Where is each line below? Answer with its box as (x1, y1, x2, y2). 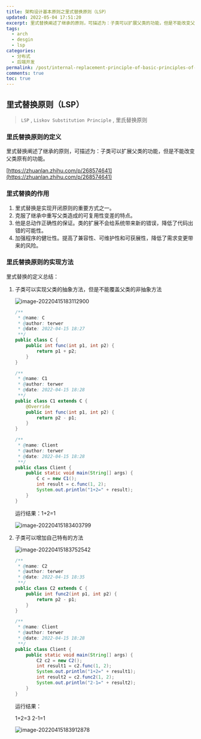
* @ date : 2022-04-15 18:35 (17, 574, 86, 580)
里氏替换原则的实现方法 (6, 258, 74, 267)
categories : (6, 48, 36, 54)
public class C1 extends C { (14, 398, 88, 404)
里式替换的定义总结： (6, 273, 59, 280)
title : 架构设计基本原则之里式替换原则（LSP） (6, 8, 109, 15)
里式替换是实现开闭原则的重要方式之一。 (14, 204, 115, 212)
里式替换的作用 (6, 189, 50, 198)
